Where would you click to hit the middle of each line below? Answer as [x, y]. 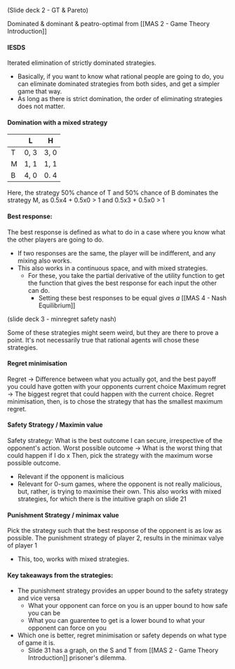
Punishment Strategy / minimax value [63, 515]
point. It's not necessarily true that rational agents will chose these [103, 340]
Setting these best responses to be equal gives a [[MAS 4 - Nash [132, 298]
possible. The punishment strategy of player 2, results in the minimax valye [116, 538]
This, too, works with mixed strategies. [73, 559]
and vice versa [39, 598]
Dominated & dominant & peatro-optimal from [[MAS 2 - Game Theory [109, 24]
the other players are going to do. [55, 239]
